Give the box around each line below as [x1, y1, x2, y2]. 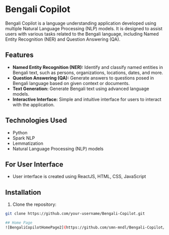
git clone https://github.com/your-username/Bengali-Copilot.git [5, 211, 145, 216]
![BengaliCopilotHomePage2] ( [5, 225, 66, 230]
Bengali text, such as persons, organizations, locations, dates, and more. [12, 69, 163, 75]
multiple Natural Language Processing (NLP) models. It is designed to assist [5, 25, 162, 31]
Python [12, 129, 28, 135]
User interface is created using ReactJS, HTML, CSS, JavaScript [12, 174, 146, 180]
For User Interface [5, 160, 64, 169]
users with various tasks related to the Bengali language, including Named [5, 31, 159, 37]
